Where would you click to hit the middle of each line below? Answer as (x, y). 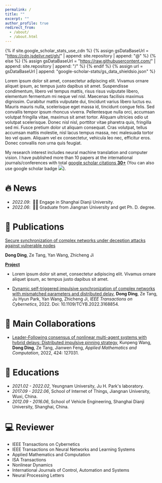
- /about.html (24, 37)
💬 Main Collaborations (50, 323)
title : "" (15, 14)
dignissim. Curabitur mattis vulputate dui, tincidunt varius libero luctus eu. (79, 101)
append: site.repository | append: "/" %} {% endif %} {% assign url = (74, 66)
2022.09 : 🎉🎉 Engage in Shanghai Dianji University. (63, 202)
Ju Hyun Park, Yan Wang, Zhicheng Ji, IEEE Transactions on (72, 299)
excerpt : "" (17, 19)
